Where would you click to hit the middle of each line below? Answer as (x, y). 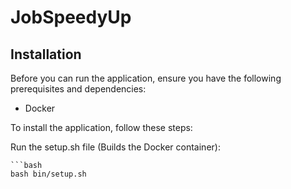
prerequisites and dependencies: (78, 89)
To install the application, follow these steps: (101, 127)
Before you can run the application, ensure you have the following (146, 78)
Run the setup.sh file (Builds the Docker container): (115, 147)
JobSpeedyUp (71, 17)
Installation (46, 54)
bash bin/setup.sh (48, 174)
